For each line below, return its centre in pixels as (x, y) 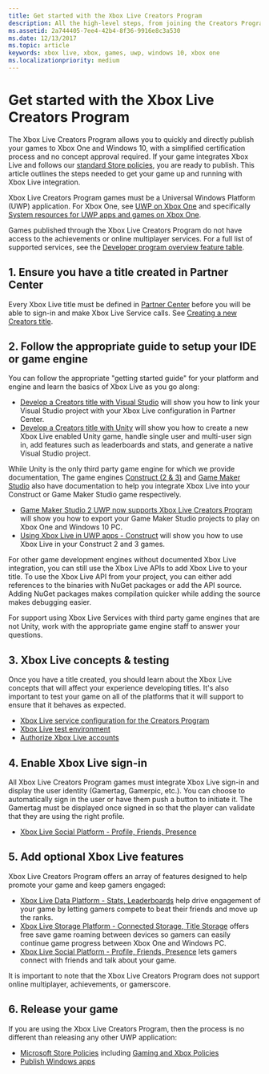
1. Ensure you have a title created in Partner (118, 272)
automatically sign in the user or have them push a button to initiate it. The (130, 800)
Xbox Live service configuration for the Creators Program (114, 721)
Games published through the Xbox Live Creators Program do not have (125, 230)
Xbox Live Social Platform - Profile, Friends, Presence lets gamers (128, 951)
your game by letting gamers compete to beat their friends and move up (139, 909)
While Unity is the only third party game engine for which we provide (122, 469)
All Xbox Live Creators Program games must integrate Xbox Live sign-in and (134, 782)
